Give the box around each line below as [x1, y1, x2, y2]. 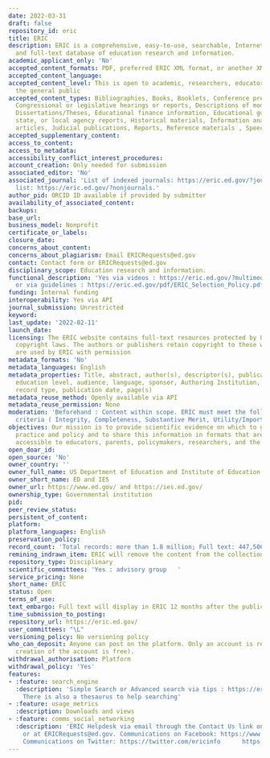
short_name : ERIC [8, 580, 67, 588]
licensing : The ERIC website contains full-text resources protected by [8, 333, 257, 342]
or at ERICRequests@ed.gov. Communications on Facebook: [22, 730, 218, 738]
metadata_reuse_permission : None [8, 401, 121, 409]
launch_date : [8, 326, 52, 334]
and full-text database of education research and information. [15, 49, 235, 57]
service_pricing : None [8, 573, 84, 581]
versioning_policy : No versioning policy [8, 632, 149, 641]
